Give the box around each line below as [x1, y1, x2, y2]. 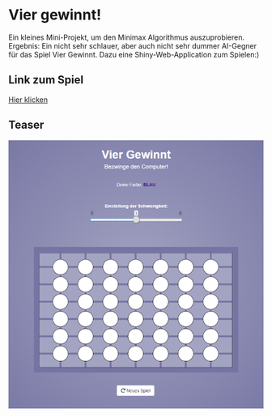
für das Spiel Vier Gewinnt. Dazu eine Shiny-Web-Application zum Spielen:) [8, 49, 260, 59]
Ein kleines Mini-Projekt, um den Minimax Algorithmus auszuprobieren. [8, 32, 245, 42]
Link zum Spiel [8, 73, 83, 87]
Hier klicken [8, 95, 49, 104]
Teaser [8, 118, 45, 132]
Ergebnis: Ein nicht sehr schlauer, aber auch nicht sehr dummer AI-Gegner [8, 40, 257, 50]
